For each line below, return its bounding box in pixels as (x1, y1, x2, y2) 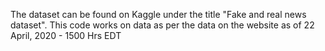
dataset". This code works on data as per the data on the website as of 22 (10, 19, 315, 31)
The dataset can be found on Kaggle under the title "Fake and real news (10, 9, 307, 20)
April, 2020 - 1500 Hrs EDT (10, 30, 122, 41)
